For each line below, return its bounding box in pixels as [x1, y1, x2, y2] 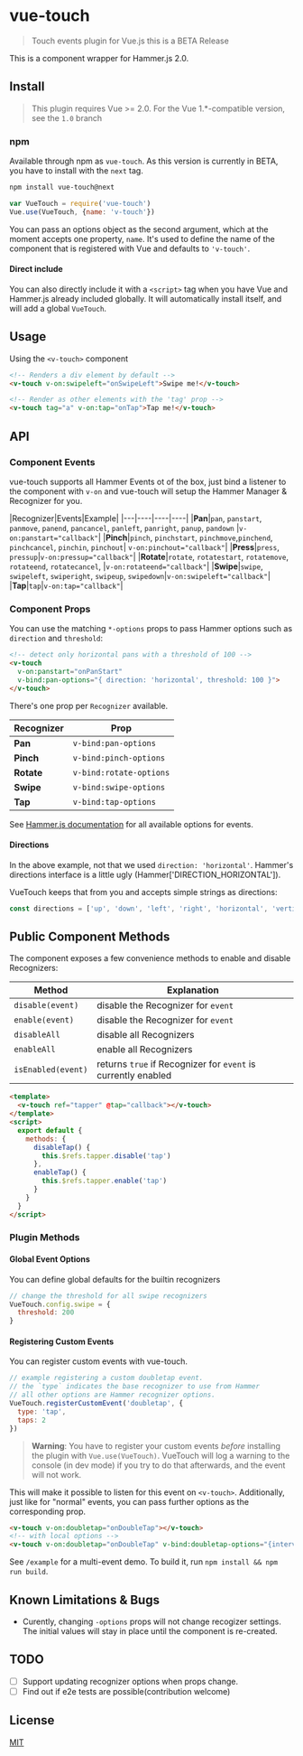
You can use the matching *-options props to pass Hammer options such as [9, 623, 293, 634]
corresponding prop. [9, 1506, 87, 1517]
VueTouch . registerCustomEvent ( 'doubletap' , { [9, 1399, 183, 1408]
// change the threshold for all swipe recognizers [9, 1291, 207, 1301]
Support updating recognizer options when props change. [22, 1676, 239, 1686]
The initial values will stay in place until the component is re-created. [22, 1625, 278, 1636]
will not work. [31, 1469, 82, 1480]
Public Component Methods [9, 929, 170, 945]
